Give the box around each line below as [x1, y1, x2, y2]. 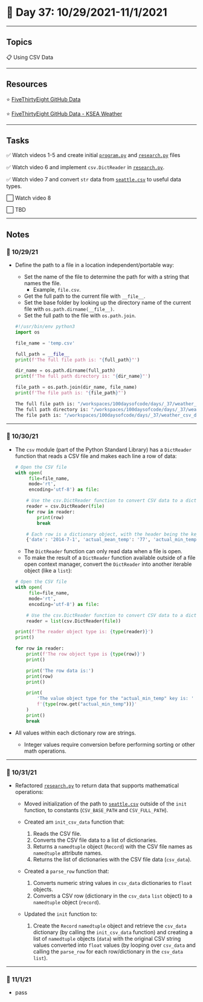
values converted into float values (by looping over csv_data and [33, 941, 196, 949]
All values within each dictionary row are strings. [14, 729, 137, 736]
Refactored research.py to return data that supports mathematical [14, 782, 179, 789]
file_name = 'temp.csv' [14, 340, 76, 346]
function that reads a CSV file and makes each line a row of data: [14, 452, 177, 460]
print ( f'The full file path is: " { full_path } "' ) [14, 357, 140, 363]
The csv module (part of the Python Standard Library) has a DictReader [14, 446, 192, 453]
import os [14, 329, 40, 335]
